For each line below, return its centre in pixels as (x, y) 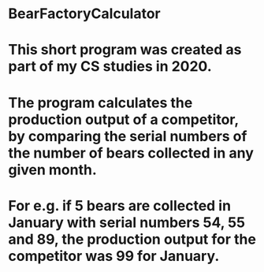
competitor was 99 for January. (114, 256)
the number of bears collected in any (131, 153)
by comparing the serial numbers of (128, 136)
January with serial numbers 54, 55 (127, 222)
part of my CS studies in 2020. (110, 67)
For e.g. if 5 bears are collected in (119, 205)
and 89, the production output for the (132, 239)
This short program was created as (125, 50)
